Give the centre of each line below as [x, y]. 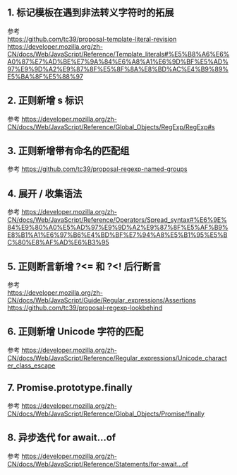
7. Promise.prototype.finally [70, 388]
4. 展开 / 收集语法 [45, 193]
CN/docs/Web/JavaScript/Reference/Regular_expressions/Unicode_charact [117, 358]
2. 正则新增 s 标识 [45, 101]
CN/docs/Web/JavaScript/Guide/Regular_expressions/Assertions [102, 300]
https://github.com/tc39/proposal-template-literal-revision [92, 39]
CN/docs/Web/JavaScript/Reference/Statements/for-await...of [98, 464]
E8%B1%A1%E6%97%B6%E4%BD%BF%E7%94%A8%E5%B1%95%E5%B [117, 235]
